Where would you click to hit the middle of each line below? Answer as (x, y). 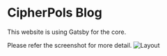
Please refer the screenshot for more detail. (70, 45)
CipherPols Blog (55, 13)
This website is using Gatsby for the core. (67, 32)
